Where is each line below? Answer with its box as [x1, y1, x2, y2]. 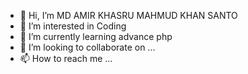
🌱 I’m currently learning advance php [19, 31, 173, 42]
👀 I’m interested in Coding [19, 20, 127, 32]
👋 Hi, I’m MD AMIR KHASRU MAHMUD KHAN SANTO [19, 10, 238, 21]
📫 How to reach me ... [19, 53, 113, 64]
